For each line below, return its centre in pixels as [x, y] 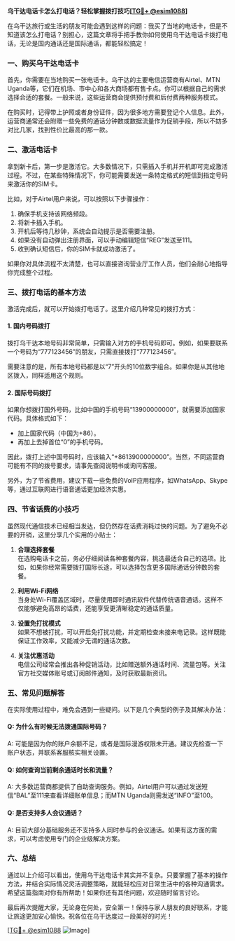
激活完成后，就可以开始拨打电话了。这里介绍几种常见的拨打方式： [102, 308]
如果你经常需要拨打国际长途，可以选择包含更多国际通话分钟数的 [122, 567]
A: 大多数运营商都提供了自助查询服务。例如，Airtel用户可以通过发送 [105, 787]
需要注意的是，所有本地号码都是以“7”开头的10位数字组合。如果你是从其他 [113, 366]
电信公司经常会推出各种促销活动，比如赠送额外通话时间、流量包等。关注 [121, 664]
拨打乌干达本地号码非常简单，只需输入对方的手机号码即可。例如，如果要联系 [117, 343]
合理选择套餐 [36, 549]
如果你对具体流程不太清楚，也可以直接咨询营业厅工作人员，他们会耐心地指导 [117, 263]
